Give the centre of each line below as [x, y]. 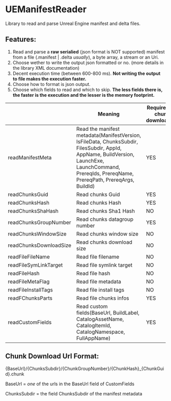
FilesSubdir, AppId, [99, 148]
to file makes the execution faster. [49, 79]
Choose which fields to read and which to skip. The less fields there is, [88, 90]
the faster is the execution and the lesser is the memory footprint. [83, 95]
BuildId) [85, 186]
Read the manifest [98, 129]
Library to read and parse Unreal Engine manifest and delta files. [73, 23]
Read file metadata [98, 281]
